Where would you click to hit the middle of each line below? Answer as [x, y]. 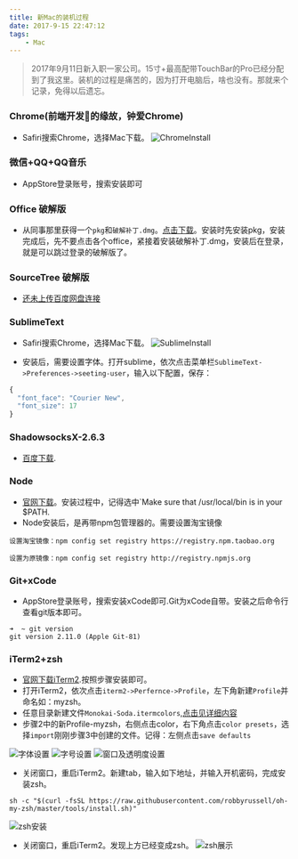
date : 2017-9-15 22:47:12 [57, 26]
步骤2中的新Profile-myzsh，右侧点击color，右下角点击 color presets [148, 724]
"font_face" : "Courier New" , [71, 398]
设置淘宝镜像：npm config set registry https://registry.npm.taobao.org [142, 541]
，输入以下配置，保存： [169, 373]
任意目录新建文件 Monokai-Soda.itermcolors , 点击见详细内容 [129, 713]
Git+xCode [33, 580]
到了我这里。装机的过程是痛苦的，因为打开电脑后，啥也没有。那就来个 [160, 80]
